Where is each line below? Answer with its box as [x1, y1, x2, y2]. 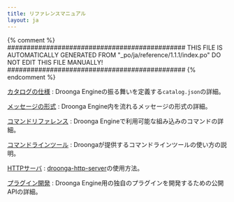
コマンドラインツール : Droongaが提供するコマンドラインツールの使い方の [7, 140, 221, 148]
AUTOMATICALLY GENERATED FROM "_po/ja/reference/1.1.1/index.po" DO [7, 50, 221, 59]
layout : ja [7, 17, 39, 24]
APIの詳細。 [7, 187, 42, 196]
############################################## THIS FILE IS [7, 43, 223, 52]
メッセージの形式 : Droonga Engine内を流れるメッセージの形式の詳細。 [7, 102, 212, 110]
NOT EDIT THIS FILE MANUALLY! [7, 58, 103, 66]
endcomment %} [7, 72, 56, 81]
